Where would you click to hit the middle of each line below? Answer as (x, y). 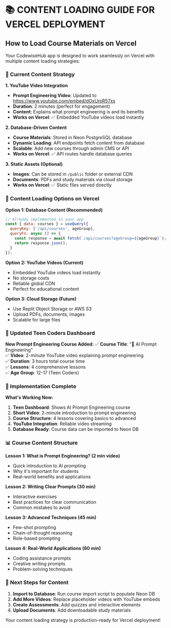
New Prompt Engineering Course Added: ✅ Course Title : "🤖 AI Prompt (81, 344)
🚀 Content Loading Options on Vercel (52, 199)
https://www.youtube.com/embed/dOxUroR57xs (64, 101)
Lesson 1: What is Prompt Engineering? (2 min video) (63, 456)
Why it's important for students (45, 471)
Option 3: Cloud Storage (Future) (41, 299)
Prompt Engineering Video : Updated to (54, 96)
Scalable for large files (36, 319)
